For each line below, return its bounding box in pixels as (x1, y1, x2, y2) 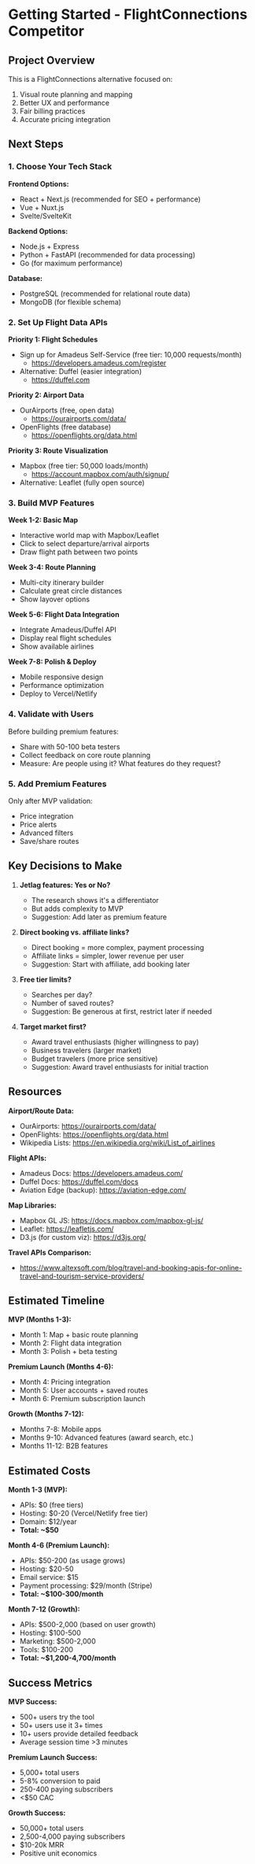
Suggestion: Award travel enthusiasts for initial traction (31, 1062, 209, 1071)
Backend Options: (8, 226, 68, 235)
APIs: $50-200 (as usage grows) (19, 1556, 126, 1566)
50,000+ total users (19, 1823, 84, 1833)
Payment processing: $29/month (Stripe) (19, 1581, 153, 1591)
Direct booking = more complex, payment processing (31, 942, 205, 952)
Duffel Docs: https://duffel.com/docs (19, 1177, 139, 1186)
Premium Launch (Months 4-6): (8, 1362, 114, 1371)
